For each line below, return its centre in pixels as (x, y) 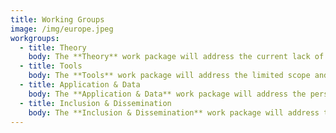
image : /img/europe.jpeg (62, 29)
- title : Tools (51, 66)
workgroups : (35, 38)
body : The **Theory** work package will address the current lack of (176, 57)
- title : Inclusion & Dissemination (95, 103)
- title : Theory (53, 47)
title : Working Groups (57, 19)
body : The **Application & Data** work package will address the (167, 94)
